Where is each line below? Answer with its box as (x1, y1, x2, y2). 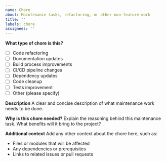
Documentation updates (12, 56, 63, 62)
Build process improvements (12, 61, 72, 67)
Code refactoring (12, 50, 49, 56)
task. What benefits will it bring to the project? (5, 120, 101, 127)
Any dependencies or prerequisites (12, 145, 86, 152)
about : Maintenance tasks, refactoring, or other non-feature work (5, 12, 151, 17)
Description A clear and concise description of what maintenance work (5, 100, 154, 106)
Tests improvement (12, 84, 53, 90)
